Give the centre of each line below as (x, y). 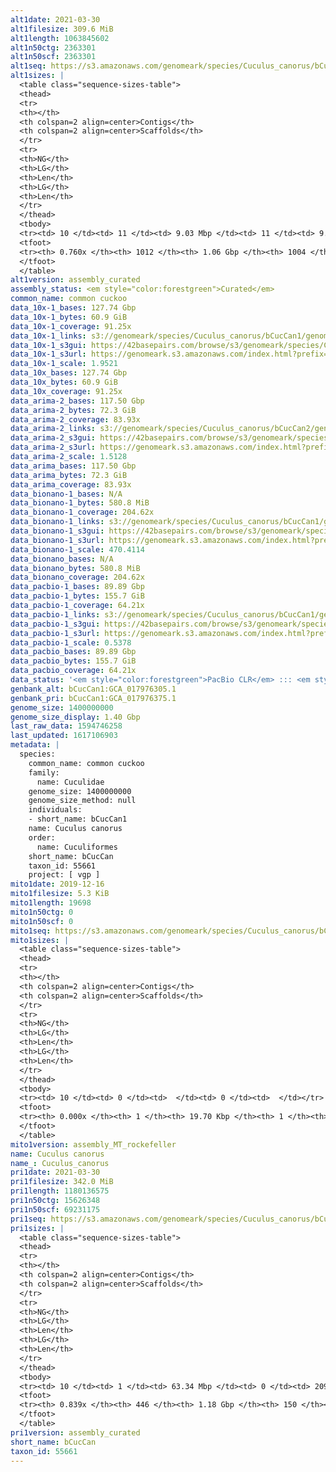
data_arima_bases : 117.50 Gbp (73, 466)
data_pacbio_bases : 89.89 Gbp (73, 652)
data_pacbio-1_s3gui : (55, 624)
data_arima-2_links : (53, 429)
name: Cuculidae (70, 782)
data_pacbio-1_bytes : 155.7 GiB (77, 596)
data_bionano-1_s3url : (57, 540)
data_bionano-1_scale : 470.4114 (77, 549)
